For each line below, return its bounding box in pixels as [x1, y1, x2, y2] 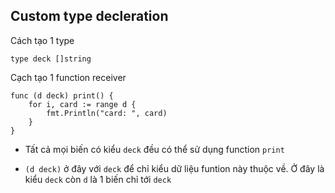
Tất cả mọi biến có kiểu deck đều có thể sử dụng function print [24, 143, 285, 155]
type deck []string [10, 54, 92, 64]
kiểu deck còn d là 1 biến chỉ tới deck [24, 173, 172, 185]
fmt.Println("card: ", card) [46, 108, 168, 118]
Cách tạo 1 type [10, 34, 75, 46]
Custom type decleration [10, 8, 169, 25]
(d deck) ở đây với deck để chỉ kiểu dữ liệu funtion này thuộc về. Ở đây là [24, 162, 325, 174]
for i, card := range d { [28, 99, 137, 109]
